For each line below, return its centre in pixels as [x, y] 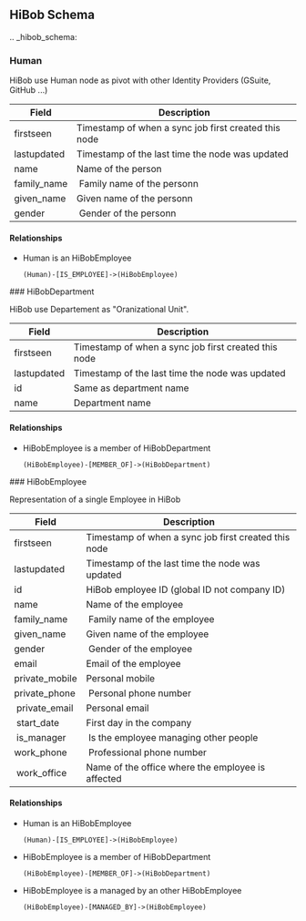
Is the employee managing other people [173, 737]
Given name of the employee [148, 634]
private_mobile [46, 678]
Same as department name [131, 388]
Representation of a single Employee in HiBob [95, 499]
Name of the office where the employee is [176, 767]
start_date [38, 722]
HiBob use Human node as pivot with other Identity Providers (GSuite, [140, 80]
